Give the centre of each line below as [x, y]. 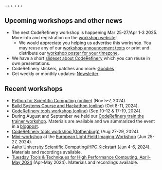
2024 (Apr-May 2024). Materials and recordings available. [80, 162]
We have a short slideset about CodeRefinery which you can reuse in [81, 58]
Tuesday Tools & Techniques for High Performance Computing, [75, 157]
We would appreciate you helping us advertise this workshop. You [85, 43]
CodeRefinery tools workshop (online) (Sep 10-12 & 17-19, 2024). [77, 111]
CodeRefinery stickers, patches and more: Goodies [63, 68]
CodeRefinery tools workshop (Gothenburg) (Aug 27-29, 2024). [75, 131]
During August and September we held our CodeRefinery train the [78, 116]
